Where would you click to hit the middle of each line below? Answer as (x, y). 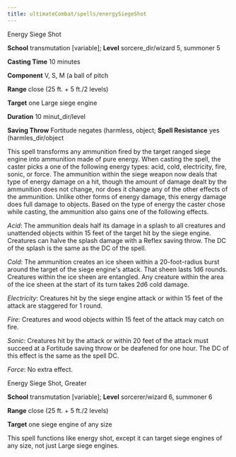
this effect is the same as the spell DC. (63, 356)
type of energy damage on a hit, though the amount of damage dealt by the (117, 181)
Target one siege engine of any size (60, 424)
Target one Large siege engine (52, 103)
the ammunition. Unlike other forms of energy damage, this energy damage (117, 196)
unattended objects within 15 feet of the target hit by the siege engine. (110, 233)
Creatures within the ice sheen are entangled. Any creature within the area (116, 276)
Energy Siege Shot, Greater (47, 383)
